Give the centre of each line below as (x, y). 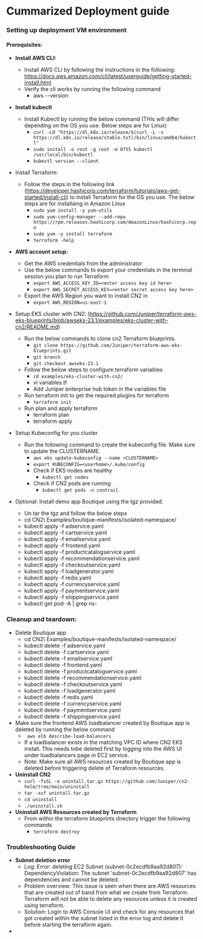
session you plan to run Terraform (66, 277)
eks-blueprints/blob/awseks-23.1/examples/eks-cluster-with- (92, 320)
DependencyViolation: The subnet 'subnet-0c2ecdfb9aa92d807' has (110, 873)
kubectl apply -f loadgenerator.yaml (69, 571)
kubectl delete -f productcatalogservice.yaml (81, 671)
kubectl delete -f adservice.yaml (65, 645)
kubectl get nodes (65, 477)
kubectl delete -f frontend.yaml (63, 665)
